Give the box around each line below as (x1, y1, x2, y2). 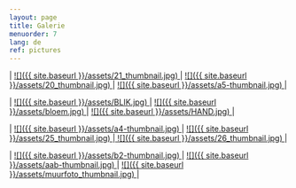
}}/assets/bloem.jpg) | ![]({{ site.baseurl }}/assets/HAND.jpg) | (9, 106, 235, 117)
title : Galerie (9, 21, 66, 30)
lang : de (9, 37, 42, 47)
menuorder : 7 (9, 29, 58, 38)
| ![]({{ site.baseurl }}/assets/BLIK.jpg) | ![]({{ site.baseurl (9, 97, 217, 107)
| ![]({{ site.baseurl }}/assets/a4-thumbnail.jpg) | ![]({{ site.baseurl (9, 123, 249, 134)
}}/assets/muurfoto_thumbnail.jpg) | (9, 169, 140, 180)
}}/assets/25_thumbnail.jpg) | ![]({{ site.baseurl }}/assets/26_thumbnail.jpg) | (9, 133, 288, 144)
